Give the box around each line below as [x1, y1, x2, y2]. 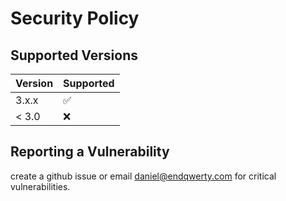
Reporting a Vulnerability [10, 143, 170, 161]
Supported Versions [10, 47, 138, 64]
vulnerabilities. [10, 180, 71, 192]
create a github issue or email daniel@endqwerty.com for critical [10, 170, 277, 182]
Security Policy [10, 7, 140, 30]
